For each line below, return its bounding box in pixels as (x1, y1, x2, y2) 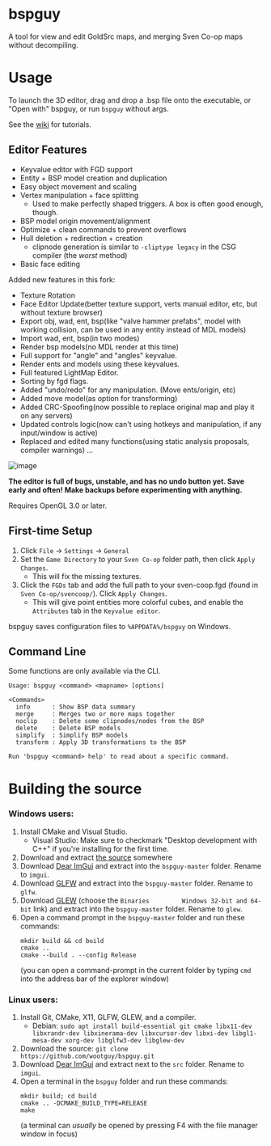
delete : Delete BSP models (15, 725, 121, 733)
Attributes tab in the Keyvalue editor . (32, 606, 161, 615)
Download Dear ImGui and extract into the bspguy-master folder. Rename (19, 861, 261, 870)
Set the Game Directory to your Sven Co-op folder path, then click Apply (19, 554, 256, 564)
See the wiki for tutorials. (8, 119, 91, 129)
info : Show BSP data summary (15, 703, 136, 712)
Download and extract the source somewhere (19, 852, 172, 862)
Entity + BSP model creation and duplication (19, 173, 167, 183)
